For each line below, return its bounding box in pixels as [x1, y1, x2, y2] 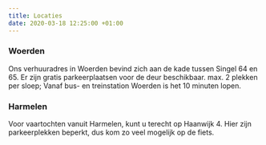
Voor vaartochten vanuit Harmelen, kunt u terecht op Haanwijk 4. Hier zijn [8, 119, 252, 129]
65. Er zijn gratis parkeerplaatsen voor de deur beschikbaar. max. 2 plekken [8, 72, 258, 82]
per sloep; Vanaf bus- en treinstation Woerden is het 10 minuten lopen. [8, 81, 242, 91]
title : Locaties [8, 11, 62, 20]
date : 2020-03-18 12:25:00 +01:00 [8, 19, 124, 27]
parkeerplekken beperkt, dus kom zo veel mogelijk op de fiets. [8, 127, 215, 137]
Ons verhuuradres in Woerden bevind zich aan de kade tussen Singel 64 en [8, 63, 258, 73]
